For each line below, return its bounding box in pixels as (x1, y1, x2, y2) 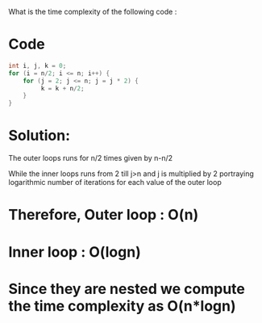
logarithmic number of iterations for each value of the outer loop (8, 178, 222, 187)
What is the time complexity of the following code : (8, 7, 177, 16)
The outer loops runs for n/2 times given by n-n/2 (8, 153, 173, 163)
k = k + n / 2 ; (40, 84, 85, 92)
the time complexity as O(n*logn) (8, 296, 236, 315)
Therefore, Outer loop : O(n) (8, 206, 199, 224)
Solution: (8, 127, 71, 145)
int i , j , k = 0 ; (8, 61, 67, 69)
